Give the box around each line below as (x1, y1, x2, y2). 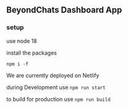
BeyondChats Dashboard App (6, 5, 122, 15)
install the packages (6, 49, 57, 56)
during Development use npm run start (6, 83, 106, 91)
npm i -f (6, 61, 29, 67)
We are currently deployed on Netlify (6, 72, 100, 79)
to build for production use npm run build (6, 95, 111, 103)
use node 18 (6, 37, 37, 45)
